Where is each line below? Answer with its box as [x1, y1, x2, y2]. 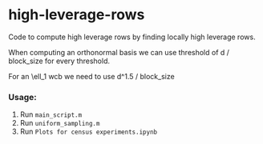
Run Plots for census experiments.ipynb [19, 126, 158, 137]
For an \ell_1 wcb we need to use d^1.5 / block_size [8, 71, 175, 81]
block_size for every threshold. [8, 56, 111, 66]
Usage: [8, 91, 38, 102]
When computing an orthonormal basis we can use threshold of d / [8, 47, 230, 57]
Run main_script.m [19, 110, 83, 119]
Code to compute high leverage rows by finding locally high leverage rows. [8, 32, 256, 42]
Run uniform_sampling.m [19, 118, 100, 128]
